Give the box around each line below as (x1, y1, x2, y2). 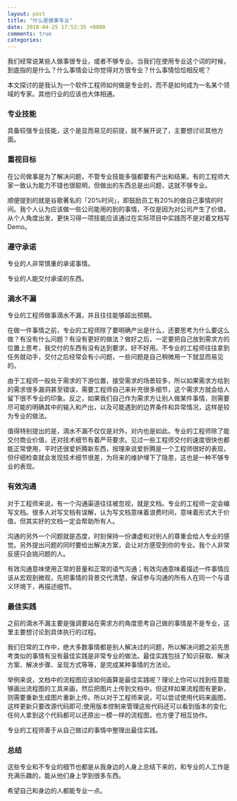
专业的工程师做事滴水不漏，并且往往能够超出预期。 (7, 311, 156, 320)
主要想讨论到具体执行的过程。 (13, 627, 100, 636)
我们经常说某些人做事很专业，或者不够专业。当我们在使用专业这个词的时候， (7, 57, 230, 66)
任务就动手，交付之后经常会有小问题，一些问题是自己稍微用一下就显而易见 (7, 353, 224, 361)
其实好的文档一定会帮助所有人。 (25, 517, 119, 525)
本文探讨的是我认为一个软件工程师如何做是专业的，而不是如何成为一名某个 (7, 81, 224, 89)
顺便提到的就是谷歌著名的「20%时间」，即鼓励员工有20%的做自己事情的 (7, 196, 217, 204)
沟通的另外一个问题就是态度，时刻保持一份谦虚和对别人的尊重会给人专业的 (7, 532, 224, 540)
